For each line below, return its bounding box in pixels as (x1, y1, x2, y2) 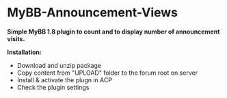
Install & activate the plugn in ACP (16, 75, 113, 84)
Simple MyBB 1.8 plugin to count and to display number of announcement (7, 27, 220, 36)
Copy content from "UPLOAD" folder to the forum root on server (16, 69, 198, 77)
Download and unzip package (16, 61, 101, 69)
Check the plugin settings (16, 83, 90, 91)
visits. (7, 34, 25, 42)
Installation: (7, 48, 42, 56)
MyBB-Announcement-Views (7, 5, 178, 21)
